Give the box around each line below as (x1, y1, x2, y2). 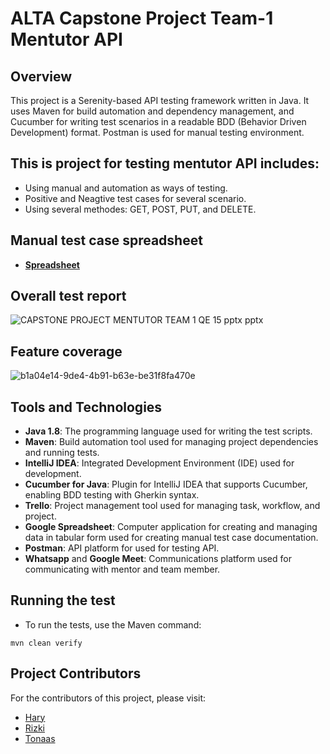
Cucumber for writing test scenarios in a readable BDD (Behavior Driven (10, 116, 307, 127)
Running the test (10, 592, 116, 609)
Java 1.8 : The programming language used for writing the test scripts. (24, 425, 313, 437)
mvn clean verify (10, 638, 83, 648)
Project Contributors (10, 665, 142, 682)
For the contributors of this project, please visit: (10, 692, 207, 704)
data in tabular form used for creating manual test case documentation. (24, 532, 319, 544)
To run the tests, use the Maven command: (24, 618, 202, 631)
